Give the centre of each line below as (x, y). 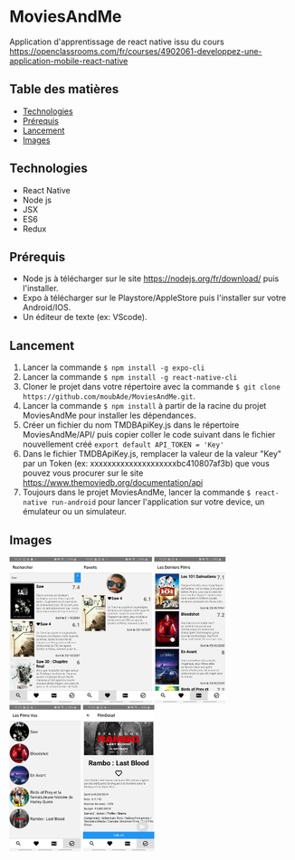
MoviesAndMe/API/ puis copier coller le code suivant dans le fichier (149, 435)
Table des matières (64, 89)
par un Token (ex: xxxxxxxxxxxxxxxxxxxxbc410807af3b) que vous (146, 464)
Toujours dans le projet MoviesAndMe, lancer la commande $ (137, 492)
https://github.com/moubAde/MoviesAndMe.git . (109, 396)
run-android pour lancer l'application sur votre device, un (158, 502)
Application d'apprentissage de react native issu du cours (117, 42)
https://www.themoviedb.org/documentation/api (113, 483)
